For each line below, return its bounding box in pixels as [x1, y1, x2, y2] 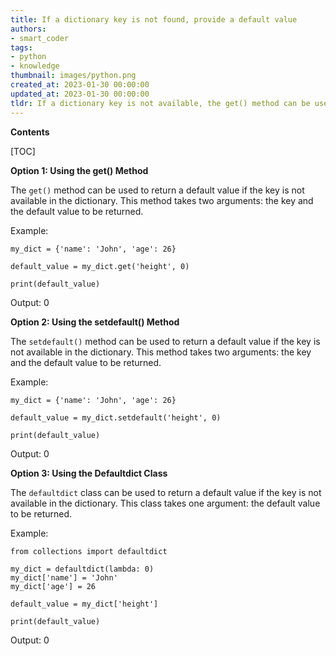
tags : [10, 42, 33, 53]
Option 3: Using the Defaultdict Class [10, 467, 168, 479]
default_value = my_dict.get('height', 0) [10, 261, 190, 271]
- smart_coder [10, 33, 70, 43]
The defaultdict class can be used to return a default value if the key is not [10, 486, 322, 498]
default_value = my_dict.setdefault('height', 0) [10, 412, 222, 423]
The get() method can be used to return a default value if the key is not [10, 184, 305, 196]
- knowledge [10, 61, 60, 71]
